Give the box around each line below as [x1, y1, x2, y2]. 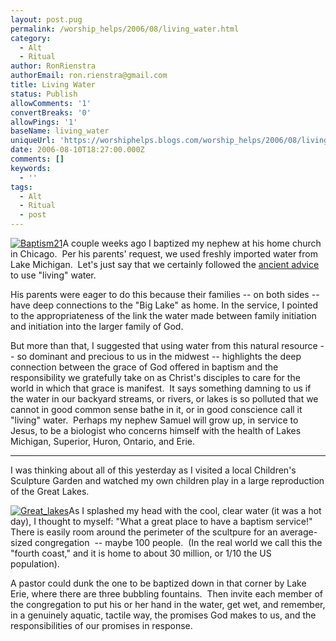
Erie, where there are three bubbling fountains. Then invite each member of [10, 588, 323, 600]
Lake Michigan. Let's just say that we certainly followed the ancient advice [10, 259, 320, 270]
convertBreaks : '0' [10, 107, 92, 118]
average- [279, 526, 318, 538]
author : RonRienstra [10, 61, 97, 71]
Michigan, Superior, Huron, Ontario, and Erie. [10, 436, 196, 447]
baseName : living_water [10, 126, 110, 136]
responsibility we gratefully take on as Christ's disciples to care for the [10, 372, 301, 383]
